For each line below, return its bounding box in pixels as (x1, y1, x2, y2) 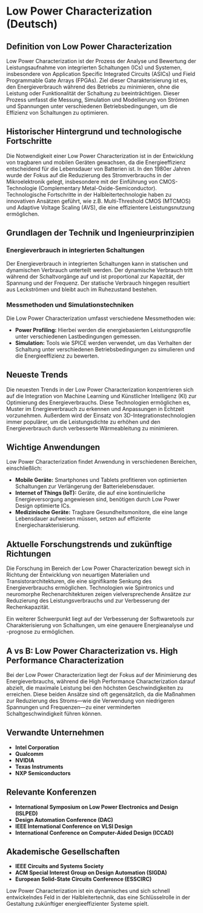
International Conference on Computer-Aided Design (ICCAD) (15, 829, 174, 836)
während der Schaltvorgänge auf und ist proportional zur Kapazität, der (6, 273, 185, 280)
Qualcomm (15, 750, 44, 757)
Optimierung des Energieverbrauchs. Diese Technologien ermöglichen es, (6, 399, 191, 406)
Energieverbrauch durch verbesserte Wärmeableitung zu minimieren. (6, 424, 179, 432)
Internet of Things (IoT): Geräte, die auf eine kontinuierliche (15, 489, 165, 497)
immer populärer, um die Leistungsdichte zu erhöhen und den (6, 418, 161, 426)
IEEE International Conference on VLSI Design (15, 823, 133, 830)
